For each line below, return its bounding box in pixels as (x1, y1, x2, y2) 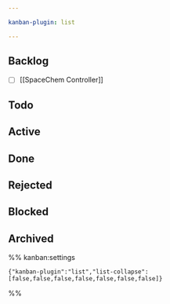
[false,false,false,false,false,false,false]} (8, 275, 163, 283)
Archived (8, 232, 54, 245)
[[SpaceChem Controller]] (19, 75, 103, 85)
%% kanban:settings (8, 253, 76, 262)
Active (8, 125, 41, 138)
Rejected (8, 178, 52, 192)
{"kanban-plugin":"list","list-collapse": (8, 268, 149, 276)
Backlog (8, 54, 49, 68)
